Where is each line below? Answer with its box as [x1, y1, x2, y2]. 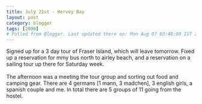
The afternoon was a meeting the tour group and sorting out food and [6, 73, 179, 81]
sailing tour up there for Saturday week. [6, 61, 104, 68]
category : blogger [6, 20, 52, 26]
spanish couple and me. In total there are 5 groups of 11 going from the [6, 86, 182, 93]
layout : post [6, 14, 39, 20]
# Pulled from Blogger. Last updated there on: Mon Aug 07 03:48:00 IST [6, 31, 192, 37]
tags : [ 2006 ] [6, 25, 39, 32]
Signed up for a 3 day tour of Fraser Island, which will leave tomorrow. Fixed [6, 47, 195, 55]
